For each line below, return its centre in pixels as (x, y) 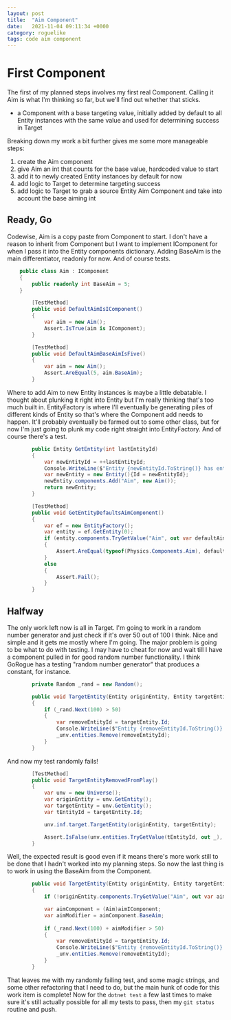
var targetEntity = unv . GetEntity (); (98, 806)
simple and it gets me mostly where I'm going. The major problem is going (112, 642)
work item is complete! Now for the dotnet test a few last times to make (110, 994)
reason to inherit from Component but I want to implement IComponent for (112, 244)
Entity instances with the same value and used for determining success (118, 121)
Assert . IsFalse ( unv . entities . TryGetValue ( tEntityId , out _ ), (133, 837)
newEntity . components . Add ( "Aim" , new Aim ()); (110, 481)
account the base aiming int (56, 198)
